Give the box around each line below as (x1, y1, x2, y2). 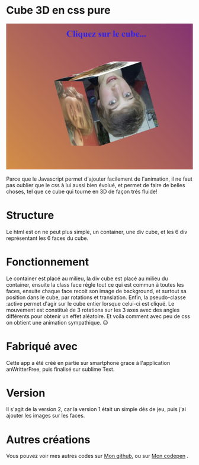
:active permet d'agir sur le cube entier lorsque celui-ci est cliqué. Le (6, 300, 175, 307)
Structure (6, 209, 54, 222)
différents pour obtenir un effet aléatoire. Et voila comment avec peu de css (6, 312, 191, 320)
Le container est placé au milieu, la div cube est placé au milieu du (6, 275, 168, 282)
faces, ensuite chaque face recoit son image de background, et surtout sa (6, 287, 187, 294)
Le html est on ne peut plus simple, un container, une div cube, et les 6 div (6, 228, 188, 235)
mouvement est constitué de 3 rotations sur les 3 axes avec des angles (6, 306, 180, 313)
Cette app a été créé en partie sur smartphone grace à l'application (6, 359, 171, 366)
